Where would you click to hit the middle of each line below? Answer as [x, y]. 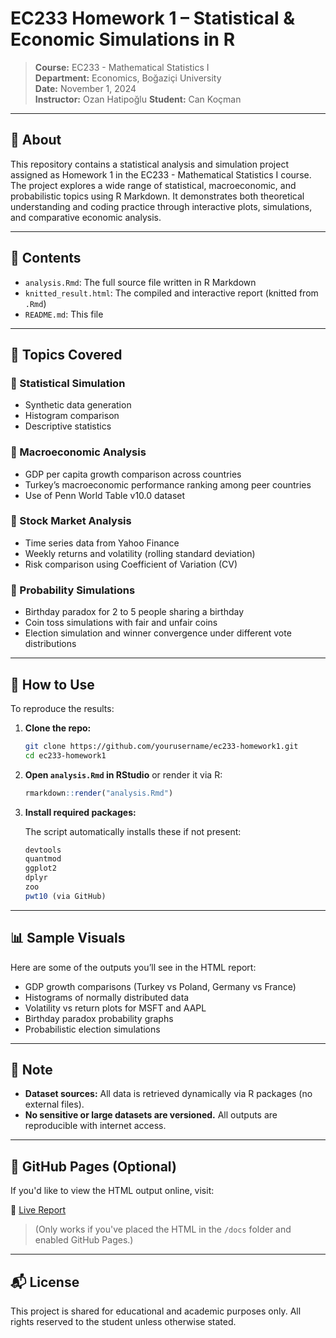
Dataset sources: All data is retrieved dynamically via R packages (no [168, 1094]
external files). [54, 1104]
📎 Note [31, 1070]
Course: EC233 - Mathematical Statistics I [122, 67]
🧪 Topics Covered [66, 354]
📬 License [45, 1282]
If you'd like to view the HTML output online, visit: [112, 1191]
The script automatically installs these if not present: [133, 831]
